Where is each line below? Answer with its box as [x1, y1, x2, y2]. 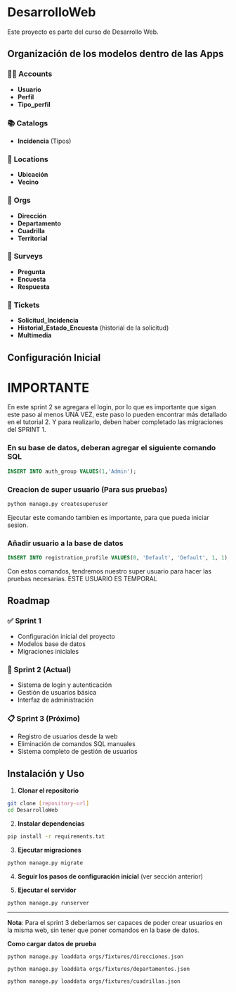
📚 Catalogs [7, 118, 48, 128]
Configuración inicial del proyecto [17, 632, 116, 640]
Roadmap [7, 595, 51, 607]
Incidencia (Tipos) [17, 137, 72, 145]
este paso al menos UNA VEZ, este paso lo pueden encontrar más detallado [7, 410, 227, 419]
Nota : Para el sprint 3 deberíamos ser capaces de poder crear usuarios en [7, 919, 223, 927]
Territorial [17, 234, 48, 242]
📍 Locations [7, 154, 48, 164]
